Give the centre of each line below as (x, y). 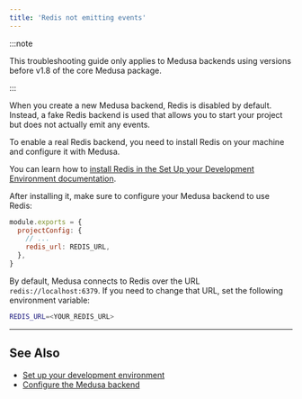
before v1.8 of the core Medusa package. (85, 70)
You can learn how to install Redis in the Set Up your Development (132, 168)
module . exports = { (46, 222)
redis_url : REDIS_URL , (68, 247)
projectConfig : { (50, 231)
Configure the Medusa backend (81, 385)
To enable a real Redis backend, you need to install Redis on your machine (147, 141)
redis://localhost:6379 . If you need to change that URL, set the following (146, 290)
